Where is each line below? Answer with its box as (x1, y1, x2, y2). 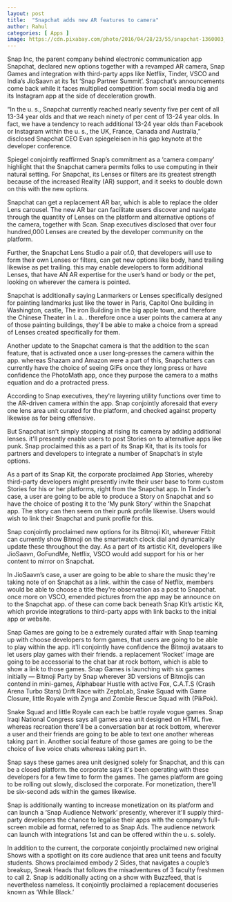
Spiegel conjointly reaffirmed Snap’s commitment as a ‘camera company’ (7, 155, 215, 163)
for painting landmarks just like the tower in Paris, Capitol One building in (7, 299, 214, 307)
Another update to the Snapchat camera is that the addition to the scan (7, 342, 209, 350)
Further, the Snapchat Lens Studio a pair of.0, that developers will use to (7, 249, 213, 257)
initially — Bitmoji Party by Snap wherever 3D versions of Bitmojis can (7, 673, 206, 681)
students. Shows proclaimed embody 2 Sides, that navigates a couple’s (7, 858, 210, 867)
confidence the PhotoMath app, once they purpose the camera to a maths (7, 371, 218, 380)
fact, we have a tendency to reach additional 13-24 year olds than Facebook (7, 120, 224, 128)
